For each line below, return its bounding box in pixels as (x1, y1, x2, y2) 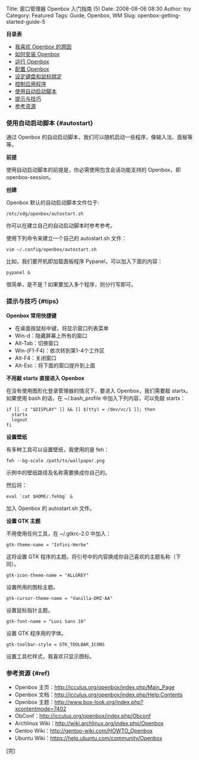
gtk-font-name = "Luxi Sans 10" (6, 618, 86, 624)
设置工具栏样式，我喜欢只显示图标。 (6, 652, 95, 659)
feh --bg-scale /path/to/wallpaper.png (6, 458, 105, 464)
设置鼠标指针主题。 (6, 606, 53, 614)
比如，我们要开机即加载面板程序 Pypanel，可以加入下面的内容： (6, 258, 163, 265)
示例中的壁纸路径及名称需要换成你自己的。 (6, 469, 110, 476)
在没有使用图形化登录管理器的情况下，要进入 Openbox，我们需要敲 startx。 (6, 387, 191, 394)
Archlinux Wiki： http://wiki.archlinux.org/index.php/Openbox (14, 720, 164, 727)
